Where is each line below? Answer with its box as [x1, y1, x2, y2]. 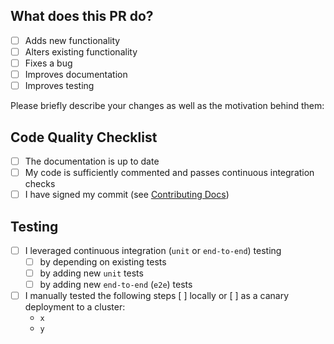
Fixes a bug [24, 57, 73, 69]
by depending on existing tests [39, 256, 167, 268]
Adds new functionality [24, 34, 121, 46]
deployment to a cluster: [24, 301, 126, 313]
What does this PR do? [10, 8, 154, 25]
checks [24, 178, 56, 190]
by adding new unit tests [39, 267, 144, 279]
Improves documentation [24, 69, 128, 80]
